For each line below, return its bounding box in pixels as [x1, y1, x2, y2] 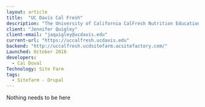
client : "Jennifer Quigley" [6, 26, 78, 32]
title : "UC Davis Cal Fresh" [6, 15, 84, 21]
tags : [6, 72, 20, 78]
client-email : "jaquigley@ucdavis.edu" [6, 32, 108, 38]
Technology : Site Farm [6, 65, 64, 72]
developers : [6, 54, 37, 61]
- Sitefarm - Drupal [12, 77, 64, 83]
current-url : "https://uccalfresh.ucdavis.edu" [6, 37, 130, 43]
